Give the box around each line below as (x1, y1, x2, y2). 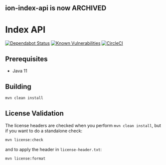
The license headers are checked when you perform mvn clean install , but (5, 122, 161, 128)
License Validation (5, 109, 64, 118)
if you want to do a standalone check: (5, 128, 83, 134)
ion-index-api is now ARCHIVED (5, 4, 107, 12)
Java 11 (12, 68, 27, 74)
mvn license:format (5, 156, 46, 161)
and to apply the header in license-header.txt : (5, 146, 102, 152)
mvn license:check (5, 137, 43, 142)
